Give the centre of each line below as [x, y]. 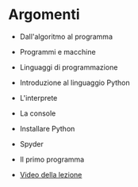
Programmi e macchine [58, 52]
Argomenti [44, 15]
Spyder [31, 143]
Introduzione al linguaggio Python [75, 82]
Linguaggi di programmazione [69, 67]
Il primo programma [52, 159]
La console [38, 113]
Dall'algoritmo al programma [66, 36]
